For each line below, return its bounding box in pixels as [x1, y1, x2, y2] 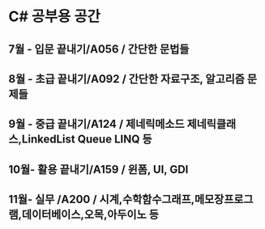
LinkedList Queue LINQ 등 [21, 133, 152, 146]
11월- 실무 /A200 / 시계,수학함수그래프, [8, 193, 195, 206]
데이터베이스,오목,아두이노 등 [21, 208, 160, 222]
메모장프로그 [194, 193, 254, 206]
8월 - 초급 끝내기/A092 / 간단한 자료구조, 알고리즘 [8, 72, 246, 86]
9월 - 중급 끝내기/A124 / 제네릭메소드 [8, 117, 185, 131]
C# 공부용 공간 [8, 7, 100, 26]
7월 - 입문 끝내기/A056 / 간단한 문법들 [8, 42, 190, 56]
